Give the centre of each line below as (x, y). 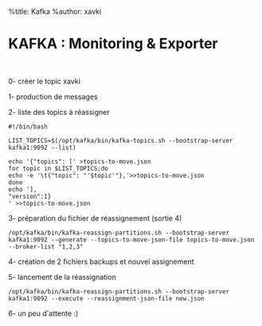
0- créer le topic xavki (45, 81)
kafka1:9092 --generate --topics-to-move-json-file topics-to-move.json (131, 240)
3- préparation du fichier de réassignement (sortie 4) (95, 218)
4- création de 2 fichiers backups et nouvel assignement (101, 261)
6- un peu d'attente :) (43, 313)
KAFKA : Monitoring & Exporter (113, 44)
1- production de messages (53, 96)
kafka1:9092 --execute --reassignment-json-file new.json (106, 298)
